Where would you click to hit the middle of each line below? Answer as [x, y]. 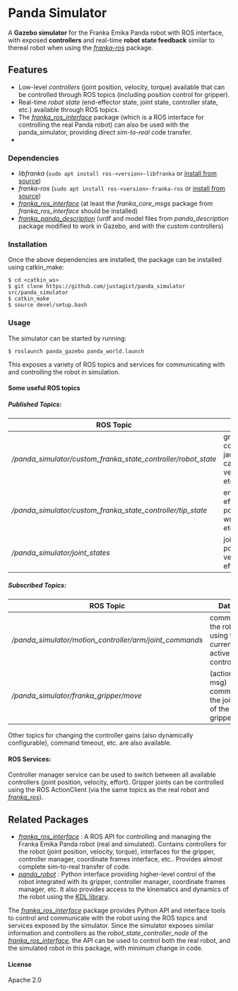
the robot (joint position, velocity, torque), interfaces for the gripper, [117, 852]
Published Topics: [35, 404]
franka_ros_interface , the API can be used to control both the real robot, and [119, 941]
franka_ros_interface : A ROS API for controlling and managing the [114, 837]
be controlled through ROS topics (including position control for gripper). [124, 94]
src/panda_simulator [38, 293]
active [220, 653]
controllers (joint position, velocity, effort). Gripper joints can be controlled [116, 782]
